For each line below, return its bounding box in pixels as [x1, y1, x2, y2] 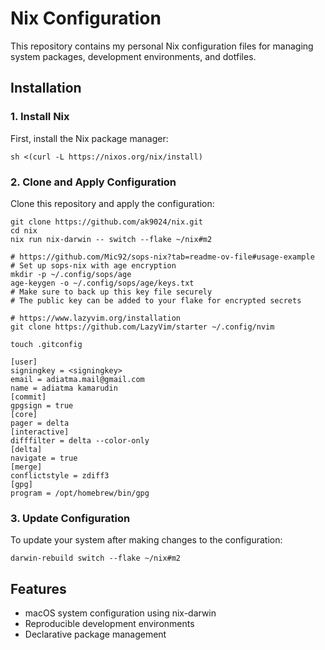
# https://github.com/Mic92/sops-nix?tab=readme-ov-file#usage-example [10, 252, 315, 262]
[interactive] [10, 427, 70, 437]
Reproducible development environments [24, 618, 195, 630]
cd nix [10, 225, 38, 236]
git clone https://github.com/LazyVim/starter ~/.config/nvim [10, 322, 275, 332]
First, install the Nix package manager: [10, 132, 169, 144]
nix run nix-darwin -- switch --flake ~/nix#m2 [10, 234, 213, 244]
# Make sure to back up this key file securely [10, 287, 213, 297]
